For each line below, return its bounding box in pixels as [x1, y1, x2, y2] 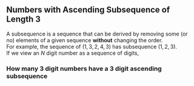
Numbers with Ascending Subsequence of [6, 5, 170, 15]
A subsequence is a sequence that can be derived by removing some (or [6, 30, 188, 37]
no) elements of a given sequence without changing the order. [6, 36, 163, 44]
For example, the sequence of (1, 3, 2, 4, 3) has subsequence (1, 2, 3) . [6, 43, 178, 50]
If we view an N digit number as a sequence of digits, [6, 49, 139, 57]
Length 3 [6, 14, 41, 25]
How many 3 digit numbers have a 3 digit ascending [6, 64, 162, 73]
